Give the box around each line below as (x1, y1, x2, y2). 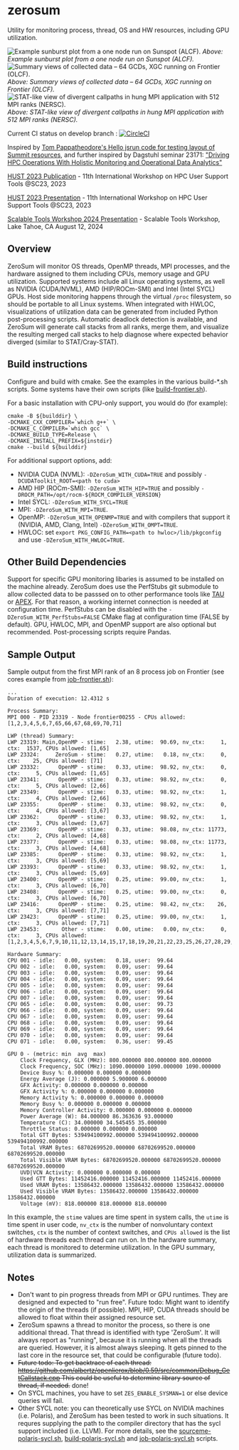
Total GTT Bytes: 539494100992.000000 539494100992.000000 (20, 1132, 199, 1139)
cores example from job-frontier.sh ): (7, 675, 114, 684)
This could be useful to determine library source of (61, 1374, 211, 1382)
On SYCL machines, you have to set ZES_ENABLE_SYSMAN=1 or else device (17, 1389, 228, 1397)
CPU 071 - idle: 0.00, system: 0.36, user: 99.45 (7, 1038, 174, 1046)
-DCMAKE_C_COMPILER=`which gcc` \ (7, 425, 110, 432)
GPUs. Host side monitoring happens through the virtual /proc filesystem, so (7, 292, 232, 301)
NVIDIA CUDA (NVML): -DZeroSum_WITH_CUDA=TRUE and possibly (17, 470, 203, 478)
